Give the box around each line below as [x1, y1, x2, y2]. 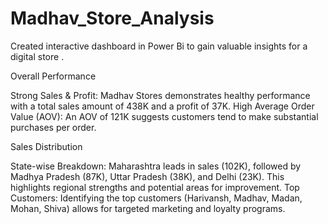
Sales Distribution [10, 140, 83, 152]
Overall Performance [10, 70, 97, 82]
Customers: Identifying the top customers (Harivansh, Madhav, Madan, [10, 192, 303, 204]
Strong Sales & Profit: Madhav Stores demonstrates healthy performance [10, 89, 311, 101]
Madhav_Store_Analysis [10, 7, 215, 30]
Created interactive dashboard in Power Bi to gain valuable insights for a [10, 40, 308, 52]
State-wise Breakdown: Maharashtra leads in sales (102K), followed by [10, 160, 302, 172]
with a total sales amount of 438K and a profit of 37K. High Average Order [10, 100, 315, 112]
